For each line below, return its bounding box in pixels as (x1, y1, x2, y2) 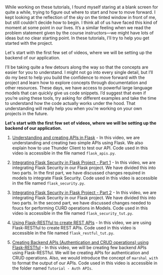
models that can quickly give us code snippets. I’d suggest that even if (5, 90, 146, 96)
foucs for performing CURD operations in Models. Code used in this (12, 205, 148, 211)
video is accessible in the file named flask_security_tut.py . (12, 210, 134, 216)
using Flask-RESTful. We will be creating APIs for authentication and (12, 250, 149, 256)
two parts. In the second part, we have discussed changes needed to (12, 200, 151, 206)
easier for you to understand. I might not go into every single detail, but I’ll (5, 69, 153, 75)
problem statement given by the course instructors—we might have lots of (5, 30, 154, 35)
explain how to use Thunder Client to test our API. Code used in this (12, 145, 148, 151)
